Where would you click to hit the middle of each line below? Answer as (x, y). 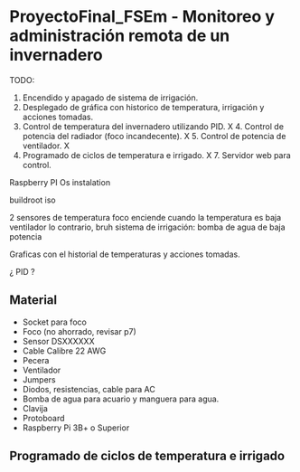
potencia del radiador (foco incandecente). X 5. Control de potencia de (154, 136)
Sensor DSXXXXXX (58, 341)
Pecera (36, 360)
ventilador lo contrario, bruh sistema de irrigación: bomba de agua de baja (148, 227)
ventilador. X (46, 146)
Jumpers (39, 379)
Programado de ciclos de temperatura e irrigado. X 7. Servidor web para (156, 155)
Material (33, 300)
